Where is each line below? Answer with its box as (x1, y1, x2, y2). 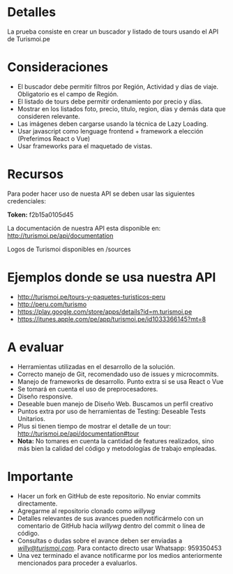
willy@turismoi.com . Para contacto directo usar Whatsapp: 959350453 (17, 543, 222, 552)
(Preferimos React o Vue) (17, 134, 91, 143)
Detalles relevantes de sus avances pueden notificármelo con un (17, 514, 204, 522)
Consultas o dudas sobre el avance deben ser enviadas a (17, 536, 183, 545)
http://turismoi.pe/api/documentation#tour (17, 429, 140, 438)
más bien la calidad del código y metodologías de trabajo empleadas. (17, 444, 217, 452)
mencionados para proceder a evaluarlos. (17, 559, 138, 567)
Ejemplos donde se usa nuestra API (7, 270, 216, 285)
